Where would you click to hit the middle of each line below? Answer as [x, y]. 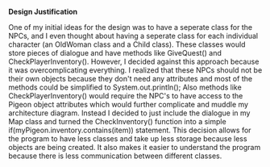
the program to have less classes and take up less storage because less [128, 139]
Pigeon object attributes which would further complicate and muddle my [128, 104]
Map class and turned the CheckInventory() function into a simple [118, 121]
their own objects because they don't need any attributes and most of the [130, 79]
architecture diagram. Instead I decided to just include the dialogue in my [129, 113]
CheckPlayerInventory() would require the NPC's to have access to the [126, 96]
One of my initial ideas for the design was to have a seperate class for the [130, 27]
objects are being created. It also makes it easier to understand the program [135, 147]
